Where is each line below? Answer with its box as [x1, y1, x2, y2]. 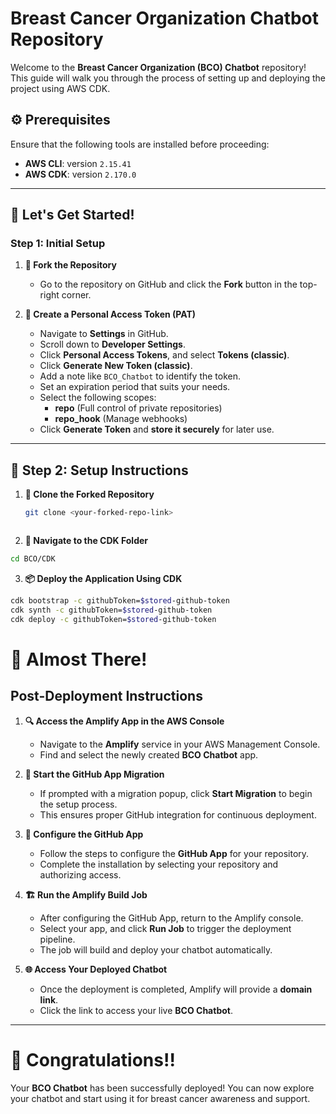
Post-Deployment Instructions [10, 688, 203, 705]
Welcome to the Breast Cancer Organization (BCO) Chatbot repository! [10, 61, 307, 73]
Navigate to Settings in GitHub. [39, 328, 169, 340]
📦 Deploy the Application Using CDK [24, 573, 183, 584]
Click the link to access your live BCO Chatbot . [39, 1004, 233, 1016]
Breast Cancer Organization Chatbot [10, 7, 320, 30]
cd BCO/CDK [10, 554, 56, 564]
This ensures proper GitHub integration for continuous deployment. [39, 808, 317, 821]
